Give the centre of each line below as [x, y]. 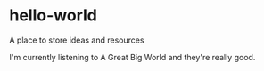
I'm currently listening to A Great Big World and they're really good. [132, 57]
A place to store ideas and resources [77, 40]
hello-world [54, 16]
